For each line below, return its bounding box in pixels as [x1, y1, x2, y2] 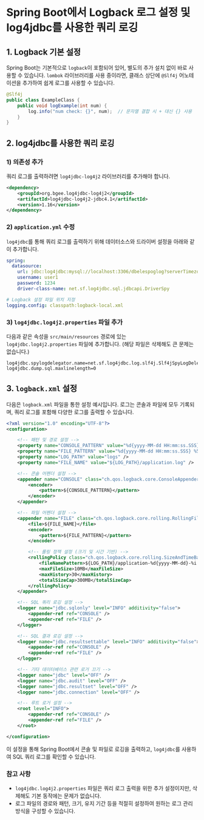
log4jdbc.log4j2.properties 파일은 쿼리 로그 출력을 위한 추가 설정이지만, [15, 785, 191, 792]
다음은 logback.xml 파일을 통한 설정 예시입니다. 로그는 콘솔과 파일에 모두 [6, 400, 179, 408]
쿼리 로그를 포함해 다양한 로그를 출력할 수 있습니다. [14, 408, 134, 415]
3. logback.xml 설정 [6, 383, 78, 394]
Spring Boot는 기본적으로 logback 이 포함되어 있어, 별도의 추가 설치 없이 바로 [6, 64, 188, 71]
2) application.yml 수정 [6, 223, 75, 231]
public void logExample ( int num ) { [17, 103, 107, 109]
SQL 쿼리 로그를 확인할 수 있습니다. [12, 753, 96, 760]
